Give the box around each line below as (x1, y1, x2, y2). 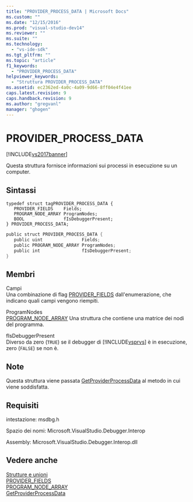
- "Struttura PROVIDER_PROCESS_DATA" (11, 79, 103, 85)
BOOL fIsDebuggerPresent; (13, 216, 114, 222)
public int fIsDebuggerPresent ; (13, 248, 132, 254)
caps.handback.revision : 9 (6, 95, 72, 101)
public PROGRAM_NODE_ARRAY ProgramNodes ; (13, 242, 116, 248)
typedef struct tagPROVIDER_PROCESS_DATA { (6, 201, 114, 207)
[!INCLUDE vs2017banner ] (6, 151, 68, 158)
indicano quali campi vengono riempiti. (6, 297, 99, 304)
